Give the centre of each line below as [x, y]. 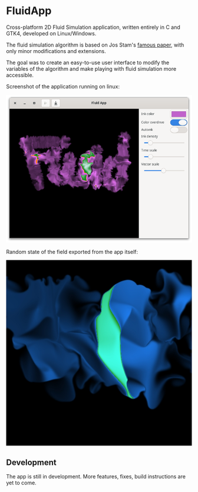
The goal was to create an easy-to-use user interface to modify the [88, 62]
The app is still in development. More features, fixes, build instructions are [96, 476]
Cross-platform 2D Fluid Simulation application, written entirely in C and [93, 27]
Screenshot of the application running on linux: [63, 86]
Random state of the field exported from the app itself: [72, 252]
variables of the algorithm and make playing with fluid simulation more [91, 68]
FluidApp [29, 11]
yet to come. [21, 483]
